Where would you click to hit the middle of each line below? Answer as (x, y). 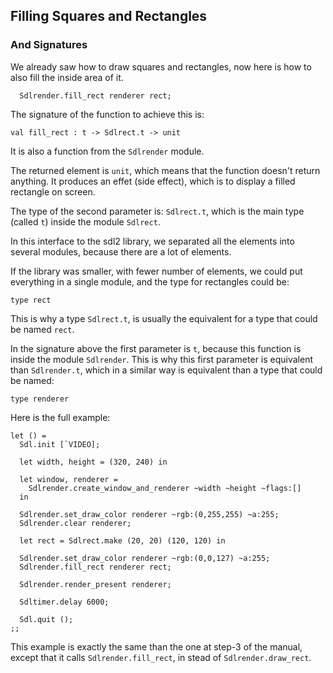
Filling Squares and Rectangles (109, 16)
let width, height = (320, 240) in (93, 462)
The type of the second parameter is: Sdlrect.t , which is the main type (157, 211)
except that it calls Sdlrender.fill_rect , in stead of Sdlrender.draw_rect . (161, 657)
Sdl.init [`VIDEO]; (60, 444)
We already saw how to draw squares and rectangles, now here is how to (161, 66)
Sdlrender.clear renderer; (75, 523)
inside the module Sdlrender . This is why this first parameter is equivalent (162, 359)
